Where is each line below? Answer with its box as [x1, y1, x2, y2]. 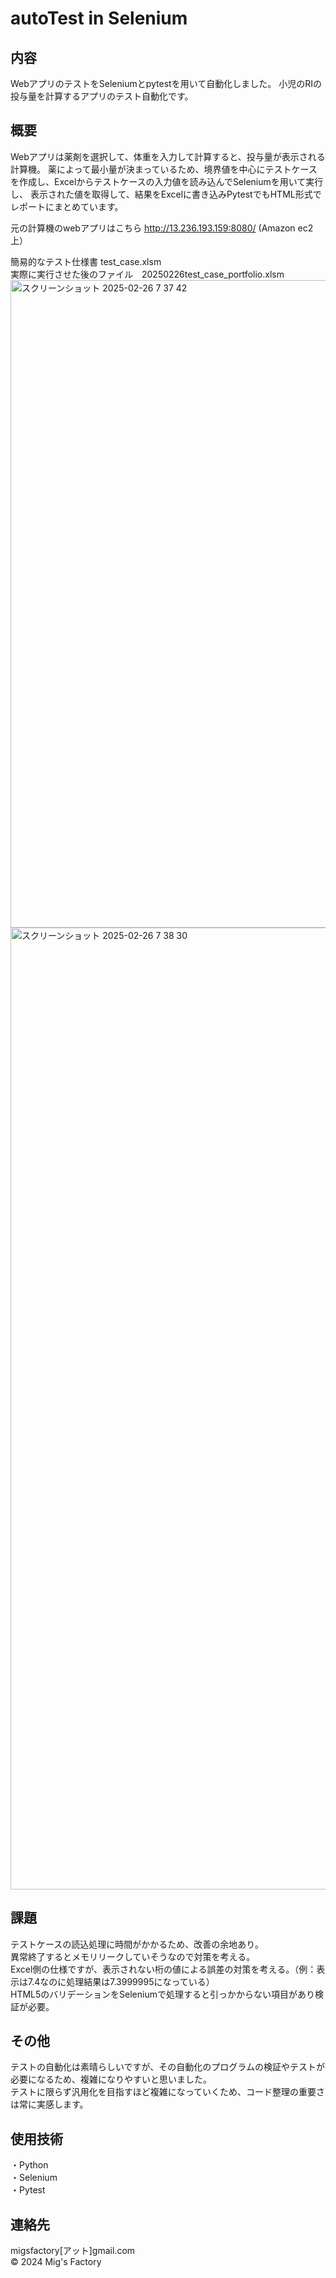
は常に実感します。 [10, 2098, 89, 2111]
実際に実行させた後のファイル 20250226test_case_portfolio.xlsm [10, 268, 285, 280]
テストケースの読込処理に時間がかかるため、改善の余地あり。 [10, 1938, 265, 1950]
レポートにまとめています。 [10, 200, 124, 212]
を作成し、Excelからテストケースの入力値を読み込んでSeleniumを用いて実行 [10, 175, 324, 187]
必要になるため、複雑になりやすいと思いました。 [10, 2073, 212, 2086]
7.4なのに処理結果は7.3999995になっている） [27, 1975, 215, 1987]
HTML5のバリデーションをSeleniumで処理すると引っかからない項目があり [10, 1988, 315, 2000]
